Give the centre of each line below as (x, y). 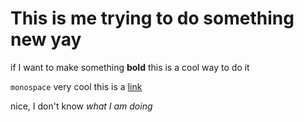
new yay (46, 39)
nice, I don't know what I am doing (81, 106)
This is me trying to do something (152, 18)
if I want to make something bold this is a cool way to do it (130, 67)
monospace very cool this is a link (76, 86)
